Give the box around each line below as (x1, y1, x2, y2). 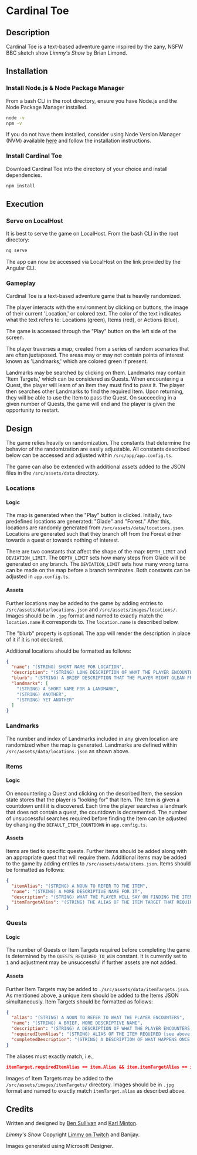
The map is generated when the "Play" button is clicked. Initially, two (6, 512, 172, 519)
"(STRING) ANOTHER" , (16, 691, 67, 697)
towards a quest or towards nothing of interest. (6, 536, 120, 544)
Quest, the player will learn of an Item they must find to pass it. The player (6, 382, 185, 389)
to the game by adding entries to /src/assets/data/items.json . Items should (6, 859, 191, 867)
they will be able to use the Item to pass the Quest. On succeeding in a (6, 394, 177, 401)
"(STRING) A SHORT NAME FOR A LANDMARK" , (16, 686, 119, 691)
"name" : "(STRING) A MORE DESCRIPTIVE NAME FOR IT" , (11, 888, 143, 894)
